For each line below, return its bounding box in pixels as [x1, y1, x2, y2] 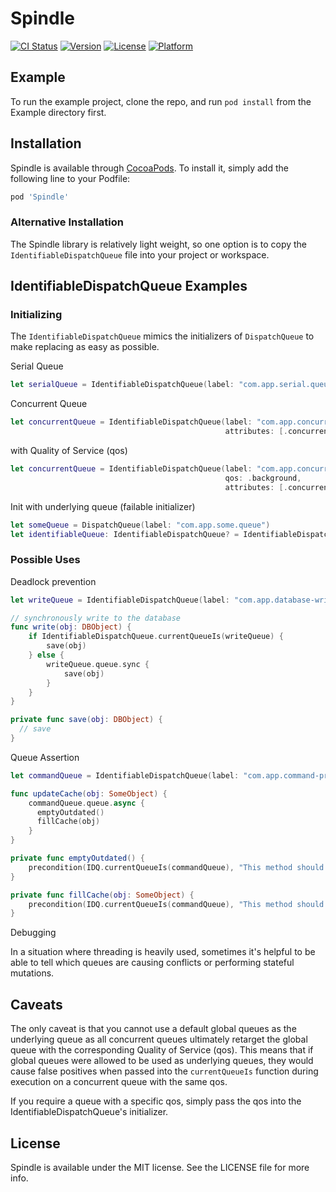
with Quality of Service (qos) [10, 445, 128, 457]
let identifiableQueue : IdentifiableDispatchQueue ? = [10, 529, 240, 539]
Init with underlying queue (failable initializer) [10, 500, 196, 512]
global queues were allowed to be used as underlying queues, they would [10, 1055, 314, 1067]
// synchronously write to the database [10, 613, 182, 623]
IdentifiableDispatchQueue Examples [10, 278, 248, 295]
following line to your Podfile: [10, 172, 131, 184]
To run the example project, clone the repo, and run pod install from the [10, 95, 312, 107]
